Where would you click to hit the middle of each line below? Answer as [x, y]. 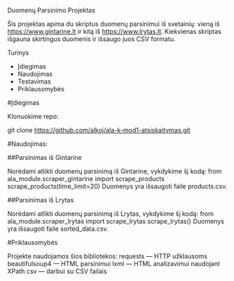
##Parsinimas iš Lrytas [41, 200]
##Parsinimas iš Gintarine [45, 157]
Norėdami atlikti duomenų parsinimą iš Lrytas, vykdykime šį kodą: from [111, 214]
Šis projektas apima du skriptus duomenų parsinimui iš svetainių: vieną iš [114, 24]
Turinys [18, 53]
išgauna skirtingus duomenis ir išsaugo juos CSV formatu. [92, 39]
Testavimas [34, 81]
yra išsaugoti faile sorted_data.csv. [58, 229]
